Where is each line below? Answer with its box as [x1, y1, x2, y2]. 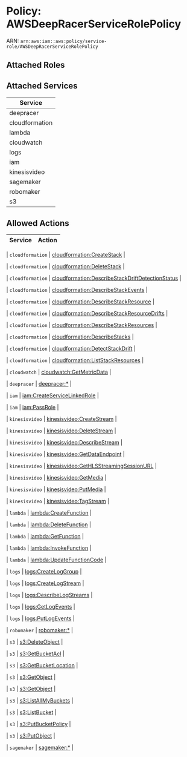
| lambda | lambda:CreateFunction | [6, 509, 92, 516]
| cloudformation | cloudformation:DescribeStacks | [6, 333, 134, 340]
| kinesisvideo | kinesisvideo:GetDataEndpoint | [6, 450, 125, 458]
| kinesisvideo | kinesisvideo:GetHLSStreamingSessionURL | [6, 462, 157, 469]
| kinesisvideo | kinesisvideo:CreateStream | [6, 415, 117, 422]
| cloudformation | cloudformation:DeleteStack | [6, 262, 125, 270]
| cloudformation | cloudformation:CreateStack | [6, 251, 125, 258]
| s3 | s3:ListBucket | [6, 709, 57, 716]
